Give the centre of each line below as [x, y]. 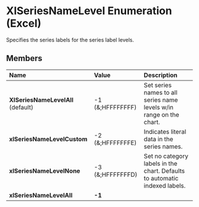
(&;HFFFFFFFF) [115, 107]
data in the [158, 139]
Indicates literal [165, 131]
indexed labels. [165, 186]
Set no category [166, 156]
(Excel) [24, 23]
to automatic [161, 178]
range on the [161, 115]
